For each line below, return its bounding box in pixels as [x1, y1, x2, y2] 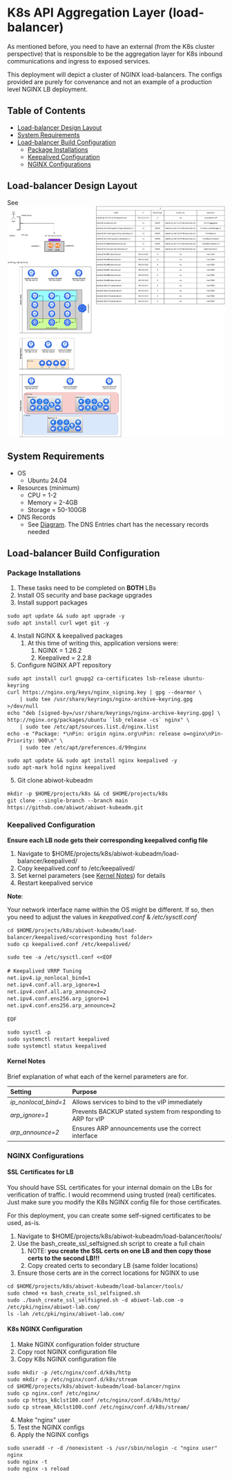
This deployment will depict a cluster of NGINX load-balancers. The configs [7, 70, 222, 79]
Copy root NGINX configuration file [17, 1348, 117, 1355]
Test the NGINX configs [17, 1423, 85, 1431]
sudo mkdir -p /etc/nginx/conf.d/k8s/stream [7, 1376, 137, 1383]
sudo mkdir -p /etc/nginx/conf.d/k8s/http [7, 1369, 131, 1376]
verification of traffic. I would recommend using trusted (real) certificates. [7, 1191, 217, 1199]
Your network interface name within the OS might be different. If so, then [7, 905, 214, 914]
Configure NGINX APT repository [17, 661, 112, 669]
